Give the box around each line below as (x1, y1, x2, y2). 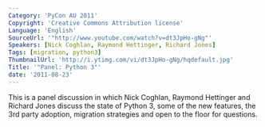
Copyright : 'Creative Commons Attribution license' (8, 19, 184, 27)
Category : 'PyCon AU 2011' (8, 11, 98, 20)
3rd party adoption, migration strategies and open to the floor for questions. (8, 109, 258, 119)
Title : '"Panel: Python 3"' (8, 63, 102, 71)
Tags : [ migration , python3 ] (8, 48, 102, 56)
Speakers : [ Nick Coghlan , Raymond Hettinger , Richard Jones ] (8, 41, 216, 49)
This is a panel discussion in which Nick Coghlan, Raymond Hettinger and (8, 92, 251, 102)
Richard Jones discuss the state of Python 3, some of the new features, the (8, 101, 256, 110)
